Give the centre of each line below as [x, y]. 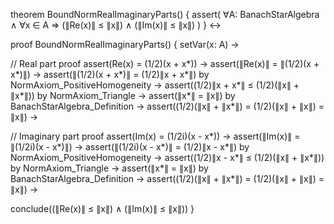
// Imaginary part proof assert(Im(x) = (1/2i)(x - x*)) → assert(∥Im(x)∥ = [155, 136]
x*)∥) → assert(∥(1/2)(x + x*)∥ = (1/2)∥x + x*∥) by [110, 74]
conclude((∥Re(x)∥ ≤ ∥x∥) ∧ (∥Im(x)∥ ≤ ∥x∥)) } [102, 208]
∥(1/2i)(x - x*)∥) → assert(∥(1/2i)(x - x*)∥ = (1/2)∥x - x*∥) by [130, 147]
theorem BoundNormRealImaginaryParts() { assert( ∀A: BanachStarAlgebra [165, 14]
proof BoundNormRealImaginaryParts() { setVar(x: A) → [125, 44]
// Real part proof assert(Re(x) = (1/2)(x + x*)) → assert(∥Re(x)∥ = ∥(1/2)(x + [165, 63]
